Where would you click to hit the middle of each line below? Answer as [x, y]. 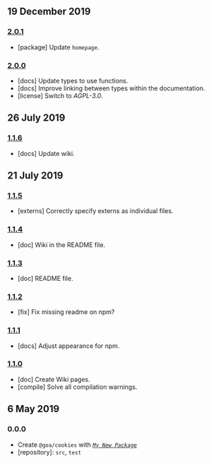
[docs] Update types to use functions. [73, 80]
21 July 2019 [35, 176]
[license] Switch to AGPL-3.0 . [60, 95]
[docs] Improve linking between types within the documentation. [111, 88]
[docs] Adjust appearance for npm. [68, 346]
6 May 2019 [34, 409]
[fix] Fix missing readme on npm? [66, 312]
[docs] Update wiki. [46, 153]
